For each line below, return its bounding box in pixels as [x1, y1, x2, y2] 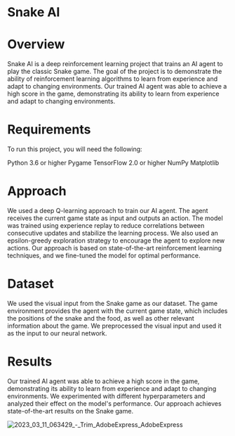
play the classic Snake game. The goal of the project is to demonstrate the [7, 68, 222, 76]
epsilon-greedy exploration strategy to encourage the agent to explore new [7, 236, 225, 245]
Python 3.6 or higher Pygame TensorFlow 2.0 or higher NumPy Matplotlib [7, 159, 220, 167]
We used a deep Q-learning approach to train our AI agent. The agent [7, 207, 208, 214]
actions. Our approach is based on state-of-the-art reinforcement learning [7, 244, 222, 252]
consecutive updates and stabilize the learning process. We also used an [7, 229, 219, 237]
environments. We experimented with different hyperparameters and [7, 392, 206, 400]
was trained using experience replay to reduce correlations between [7, 222, 205, 229]
